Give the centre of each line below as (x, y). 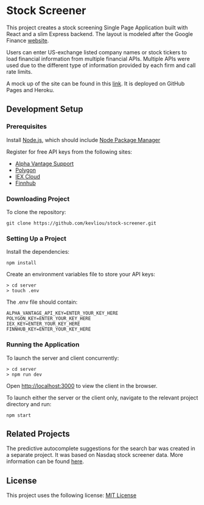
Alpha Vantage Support (44, 163)
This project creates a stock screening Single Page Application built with (97, 27)
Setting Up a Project (37, 238)
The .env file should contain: (42, 302)
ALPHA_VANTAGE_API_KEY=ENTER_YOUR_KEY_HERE (62, 313)
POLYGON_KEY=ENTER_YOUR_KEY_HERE (49, 319)
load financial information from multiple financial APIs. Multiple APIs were (98, 59)
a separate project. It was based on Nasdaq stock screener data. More (95, 455)
